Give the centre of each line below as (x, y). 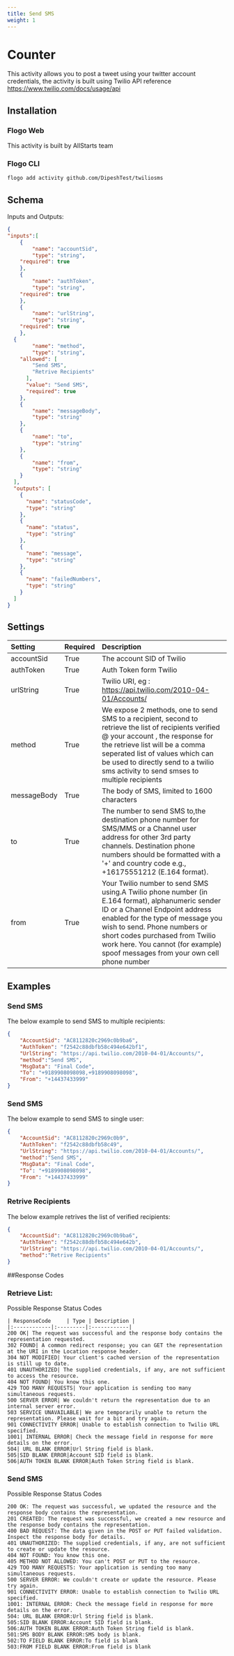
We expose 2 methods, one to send (160, 710)
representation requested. (46, 1340)
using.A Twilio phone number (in (155, 891)
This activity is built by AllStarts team (60, 146)
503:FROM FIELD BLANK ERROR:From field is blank (79, 1647)
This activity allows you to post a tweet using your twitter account (102, 74)
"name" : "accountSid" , (65, 249)
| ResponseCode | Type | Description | (71, 1321)
